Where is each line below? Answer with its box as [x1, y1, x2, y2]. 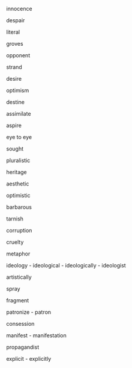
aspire [6, 122, 22, 129]
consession [6, 320, 35, 327]
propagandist [6, 343, 40, 351]
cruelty [6, 239, 24, 246]
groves [6, 40, 23, 47]
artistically [6, 273, 32, 281]
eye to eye [6, 134, 32, 140]
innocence [6, 5, 32, 12]
